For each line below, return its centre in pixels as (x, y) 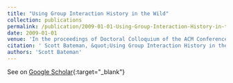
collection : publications (44, 20)
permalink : (23, 26)
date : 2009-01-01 (32, 33)
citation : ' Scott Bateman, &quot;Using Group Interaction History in (111, 46)
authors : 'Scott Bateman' (44, 53)
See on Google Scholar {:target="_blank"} (66, 72)
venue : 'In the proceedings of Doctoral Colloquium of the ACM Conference (118, 39)
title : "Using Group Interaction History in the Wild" (88, 13)
